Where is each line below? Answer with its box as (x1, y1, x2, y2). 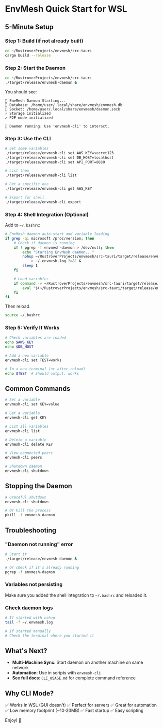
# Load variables (14, 276, 49, 281)
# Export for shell (5, 195, 45, 200)
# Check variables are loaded (5, 335, 66, 340)
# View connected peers (5, 451, 53, 455)
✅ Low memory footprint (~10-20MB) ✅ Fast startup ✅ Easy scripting (5, 708, 144, 713)
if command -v (14, 281, 42, 286)
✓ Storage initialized (5, 111, 51, 116)
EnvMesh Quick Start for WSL (5, 3, 128, 15)
